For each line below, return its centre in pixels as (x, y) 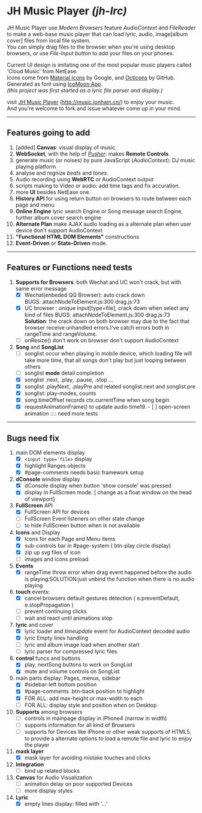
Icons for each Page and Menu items (70, 539)
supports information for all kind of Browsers (80, 725)
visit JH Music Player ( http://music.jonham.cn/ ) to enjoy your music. (91, 102)
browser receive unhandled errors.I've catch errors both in (97, 327)
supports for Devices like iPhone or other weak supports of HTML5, (108, 731)
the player (37, 745)
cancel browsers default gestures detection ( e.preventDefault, (102, 598)
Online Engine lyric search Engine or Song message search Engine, (99, 211)
